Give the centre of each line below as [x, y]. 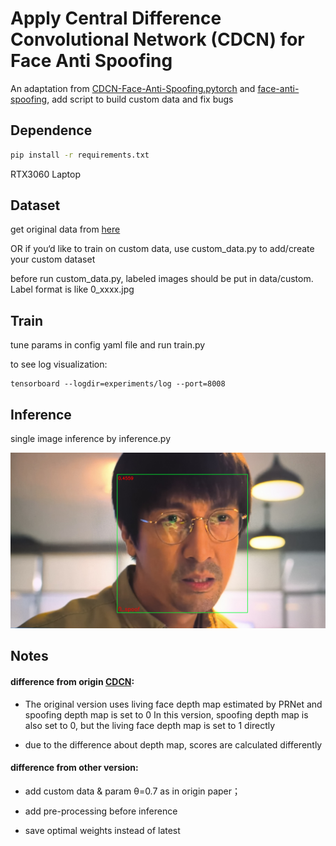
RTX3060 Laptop [46, 174]
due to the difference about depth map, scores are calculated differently [173, 744]
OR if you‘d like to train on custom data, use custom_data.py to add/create [162, 249]
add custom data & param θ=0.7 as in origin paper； [133, 791]
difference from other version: [74, 768]
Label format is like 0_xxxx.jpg [72, 289]
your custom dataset [53, 259]
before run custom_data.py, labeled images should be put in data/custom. [162, 279]
